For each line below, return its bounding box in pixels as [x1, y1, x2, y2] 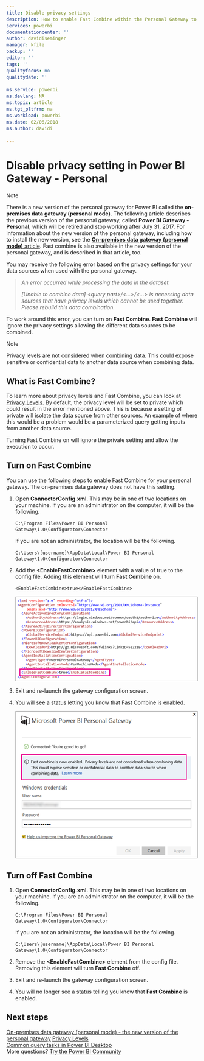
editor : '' [6, 55, 34, 61]
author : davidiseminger [6, 35, 67, 42]
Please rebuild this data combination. [21, 304, 115, 311]
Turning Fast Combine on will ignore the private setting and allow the [6, 436, 178, 444]
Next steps [6, 1012, 49, 1023]
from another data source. [6, 425, 72, 432]
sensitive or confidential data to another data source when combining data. [6, 359, 194, 366]
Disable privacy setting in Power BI [6, 159, 185, 173]
